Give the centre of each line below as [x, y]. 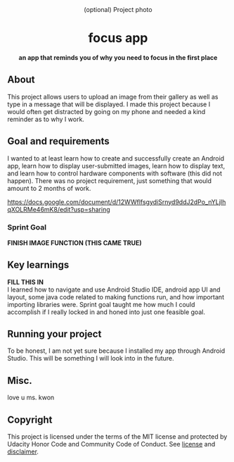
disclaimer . [23, 451]
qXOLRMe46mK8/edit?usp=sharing [59, 209]
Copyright [30, 419]
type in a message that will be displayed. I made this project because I [109, 104]
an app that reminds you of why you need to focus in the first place [118, 57]
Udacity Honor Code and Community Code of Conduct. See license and [111, 444]
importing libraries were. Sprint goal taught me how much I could [101, 304]
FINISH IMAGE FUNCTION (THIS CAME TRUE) [74, 243]
